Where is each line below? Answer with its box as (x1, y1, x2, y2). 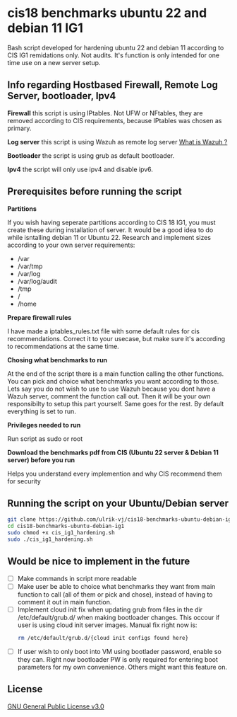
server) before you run (7, 455, 75, 464)
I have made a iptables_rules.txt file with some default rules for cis (7, 327, 200, 335)
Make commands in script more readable (17, 574, 138, 583)
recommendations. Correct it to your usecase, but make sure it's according (7, 334, 226, 343)
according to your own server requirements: (7, 241, 135, 249)
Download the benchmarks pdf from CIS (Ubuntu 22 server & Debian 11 (7, 448, 219, 457)
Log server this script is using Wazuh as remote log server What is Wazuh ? (7, 137, 228, 146)
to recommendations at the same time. (7, 342, 120, 350)
